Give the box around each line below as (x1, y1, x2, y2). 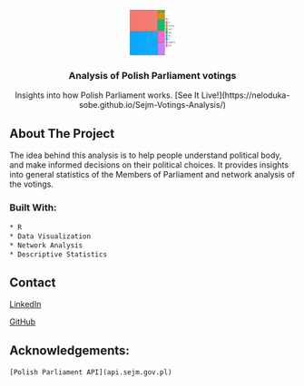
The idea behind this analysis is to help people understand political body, (9, 150, 282, 161)
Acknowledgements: (9, 343, 130, 358)
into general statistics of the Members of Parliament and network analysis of (9, 169, 295, 180)
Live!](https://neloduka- (201, 90, 290, 101)
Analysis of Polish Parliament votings (68, 69, 237, 82)
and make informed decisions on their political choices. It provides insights (9, 159, 289, 170)
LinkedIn (9, 299, 42, 310)
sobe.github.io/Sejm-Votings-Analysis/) (78, 100, 227, 111)
